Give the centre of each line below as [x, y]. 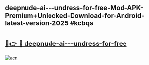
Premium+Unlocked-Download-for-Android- [75, 16]
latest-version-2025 [37, 23]
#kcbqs [82, 23]
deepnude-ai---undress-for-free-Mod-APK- [74, 8]
